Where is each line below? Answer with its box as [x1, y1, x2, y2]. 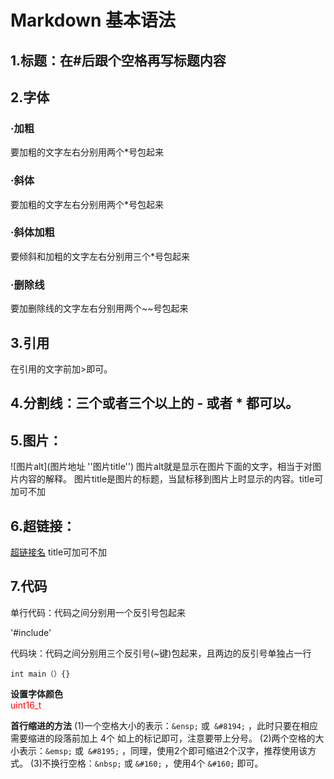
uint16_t [10, 699, 42, 711]
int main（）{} [10, 669, 71, 679]
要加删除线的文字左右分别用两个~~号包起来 [10, 302, 189, 315]
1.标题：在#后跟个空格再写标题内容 [10, 52, 227, 69]
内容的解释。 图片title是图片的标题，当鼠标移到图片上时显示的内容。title [18, 473, 315, 485]
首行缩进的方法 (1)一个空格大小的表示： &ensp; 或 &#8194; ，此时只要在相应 [10, 719, 318, 731]
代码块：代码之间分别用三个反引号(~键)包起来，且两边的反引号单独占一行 [10, 647, 312, 659]
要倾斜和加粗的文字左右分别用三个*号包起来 [10, 250, 191, 262]
